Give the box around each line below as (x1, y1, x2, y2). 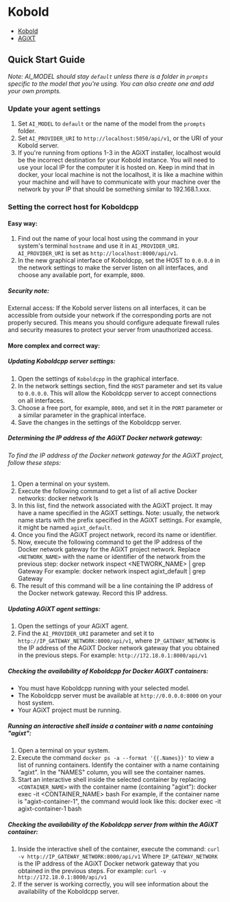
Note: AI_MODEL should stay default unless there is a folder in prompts (8, 72, 208, 80)
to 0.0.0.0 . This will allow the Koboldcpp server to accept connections (17, 389, 217, 397)
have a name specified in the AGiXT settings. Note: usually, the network (17, 509, 220, 517)
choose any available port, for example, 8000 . (17, 271, 145, 279)
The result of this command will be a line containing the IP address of (17, 582, 214, 590)
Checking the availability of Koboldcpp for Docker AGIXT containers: (8, 667, 209, 675)
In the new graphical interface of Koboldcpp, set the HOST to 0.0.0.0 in (17, 257, 220, 265)
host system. (17, 699, 54, 707)
